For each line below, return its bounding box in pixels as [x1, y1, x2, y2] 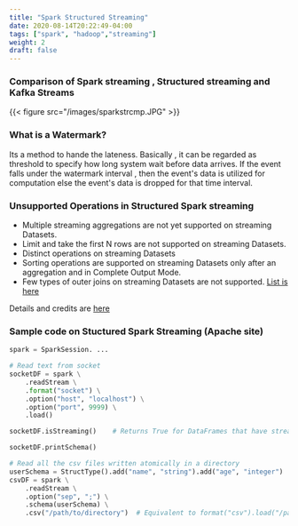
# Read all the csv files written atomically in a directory [9, 459, 240, 468]
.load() [25, 410, 53, 420]
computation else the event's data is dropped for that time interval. [9, 177, 253, 187]
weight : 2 [9, 37, 46, 47]
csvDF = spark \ [9, 475, 69, 484]
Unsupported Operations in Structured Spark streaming [9, 199, 255, 211]
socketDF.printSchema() [9, 443, 98, 452]
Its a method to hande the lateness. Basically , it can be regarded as [9, 148, 257, 160]
